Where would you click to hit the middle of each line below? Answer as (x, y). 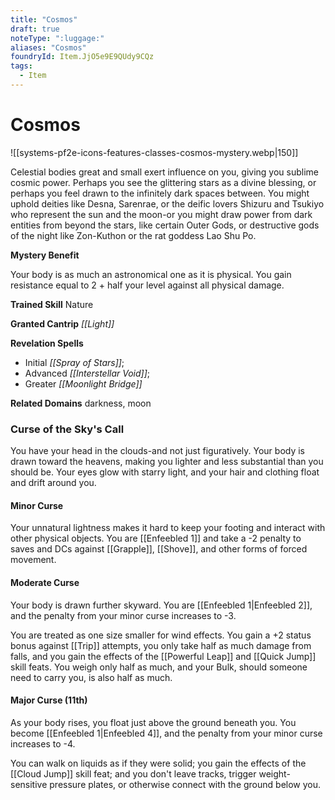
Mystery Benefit (45, 255)
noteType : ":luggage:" (57, 38)
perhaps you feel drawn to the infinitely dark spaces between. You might (160, 193)
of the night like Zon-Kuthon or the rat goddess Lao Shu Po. (133, 235)
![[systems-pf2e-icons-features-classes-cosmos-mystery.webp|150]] (154, 152)
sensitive (29, 784)
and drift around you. (53, 483)
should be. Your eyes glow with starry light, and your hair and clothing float (165, 472)
